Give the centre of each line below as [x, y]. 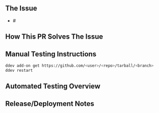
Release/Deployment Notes [50, 104]
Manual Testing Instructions [51, 54]
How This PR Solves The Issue [54, 37]
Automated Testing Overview [53, 86]
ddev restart [19, 70]
